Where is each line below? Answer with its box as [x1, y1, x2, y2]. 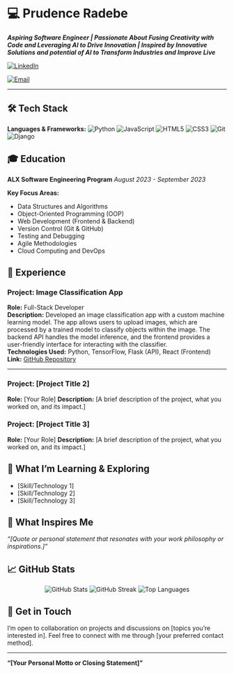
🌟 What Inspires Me [7, 517, 94, 528]
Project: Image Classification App [7, 287, 123, 297]
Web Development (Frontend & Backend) [17, 217, 135, 225]
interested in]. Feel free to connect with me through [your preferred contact [7, 632, 224, 640]
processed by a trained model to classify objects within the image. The [7, 325, 210, 334]
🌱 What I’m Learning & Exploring [7, 463, 150, 475]
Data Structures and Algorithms [17, 202, 108, 210]
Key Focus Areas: [7, 189, 59, 197]
